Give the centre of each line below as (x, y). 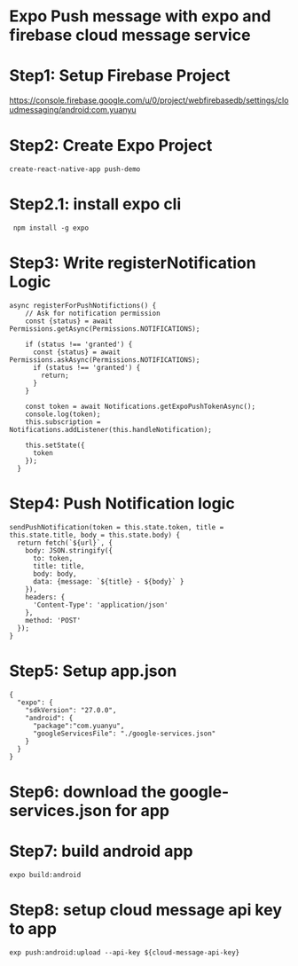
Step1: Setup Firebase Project (120, 76)
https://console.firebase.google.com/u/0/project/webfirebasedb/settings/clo (149, 100)
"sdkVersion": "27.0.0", (71, 710)
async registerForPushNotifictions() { (83, 305)
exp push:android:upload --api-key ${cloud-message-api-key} (125, 952)
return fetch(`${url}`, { (65, 543)
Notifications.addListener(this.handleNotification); (111, 429)
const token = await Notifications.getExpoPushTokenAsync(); (140, 406)
